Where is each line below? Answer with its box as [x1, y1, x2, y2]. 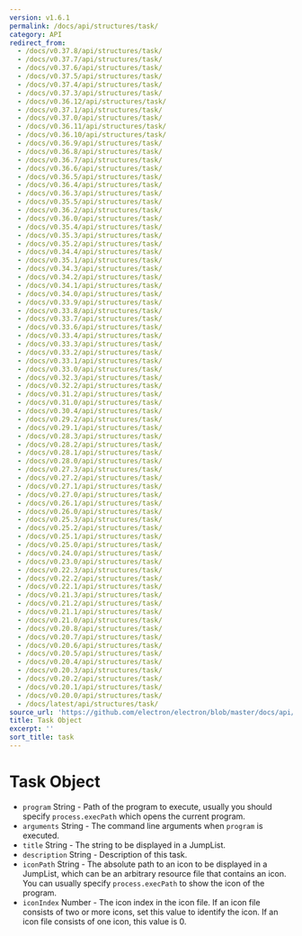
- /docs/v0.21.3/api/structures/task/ [17, 590, 164, 599]
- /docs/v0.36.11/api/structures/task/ [17, 122, 167, 131]
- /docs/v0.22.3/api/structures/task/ [17, 565, 164, 574]
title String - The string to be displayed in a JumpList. [22, 839, 226, 850]
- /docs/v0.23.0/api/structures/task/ [17, 557, 164, 566]
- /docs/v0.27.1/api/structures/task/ [17, 481, 164, 490]
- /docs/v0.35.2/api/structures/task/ [17, 239, 164, 248]
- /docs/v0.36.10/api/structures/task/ [17, 130, 167, 139]
